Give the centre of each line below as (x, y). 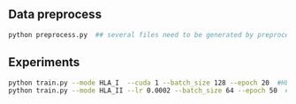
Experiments (44, 62)
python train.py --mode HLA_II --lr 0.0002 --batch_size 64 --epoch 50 (143, 91)
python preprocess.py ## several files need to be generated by (131, 34)
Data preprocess (55, 15)
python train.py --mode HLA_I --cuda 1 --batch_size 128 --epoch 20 (139, 83)
